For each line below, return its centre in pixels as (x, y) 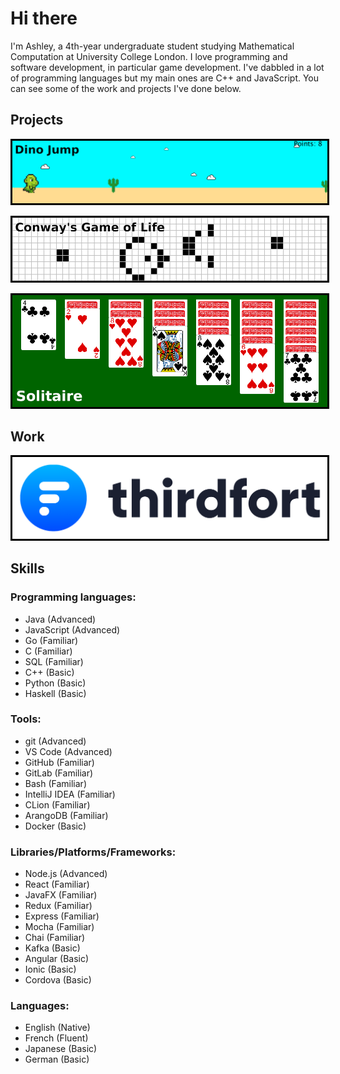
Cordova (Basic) (58, 980)
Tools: (26, 719)
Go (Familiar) (51, 640)
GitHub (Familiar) (59, 762)
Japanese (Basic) (61, 1049)
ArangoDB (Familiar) (66, 815)
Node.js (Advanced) (66, 874)
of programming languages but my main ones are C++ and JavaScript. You (165, 78)
